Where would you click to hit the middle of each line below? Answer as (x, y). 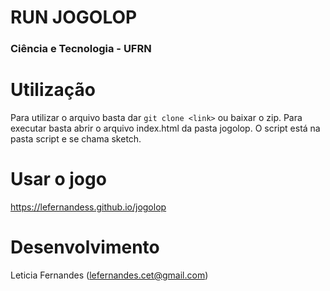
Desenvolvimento (85, 247)
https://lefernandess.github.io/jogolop (88, 207)
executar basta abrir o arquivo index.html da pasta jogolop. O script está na (165, 128)
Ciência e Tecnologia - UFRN (81, 49)
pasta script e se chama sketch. (76, 139)
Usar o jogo (58, 179)
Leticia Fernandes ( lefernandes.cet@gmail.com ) (109, 275)
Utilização (53, 90)
